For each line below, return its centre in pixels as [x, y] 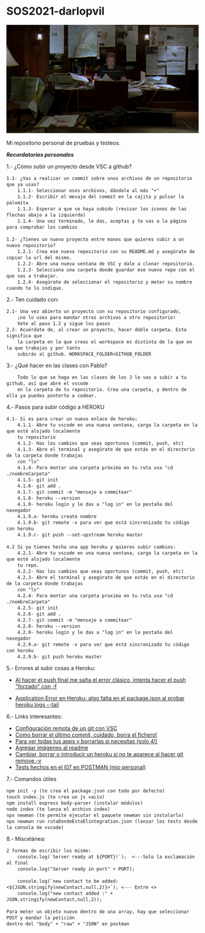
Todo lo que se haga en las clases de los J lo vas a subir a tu [102, 377]
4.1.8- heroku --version [49, 498]
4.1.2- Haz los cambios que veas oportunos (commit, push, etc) [101, 443]
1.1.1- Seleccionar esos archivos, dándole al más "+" [88, 191]
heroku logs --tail [37, 705]
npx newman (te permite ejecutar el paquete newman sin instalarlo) [95, 815]
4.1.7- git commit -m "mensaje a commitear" [75, 492]
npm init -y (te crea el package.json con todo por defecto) [86, 791]
